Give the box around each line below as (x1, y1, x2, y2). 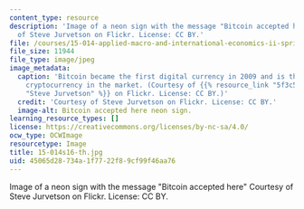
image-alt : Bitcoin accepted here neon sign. (17, 106, 193, 115)
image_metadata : (9, 64, 71, 73)
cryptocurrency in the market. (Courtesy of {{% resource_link (25, 81, 270, 90)
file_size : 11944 (9, 47, 75, 56)
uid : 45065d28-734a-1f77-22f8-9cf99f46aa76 (9, 156, 176, 166)
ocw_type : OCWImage (9, 131, 83, 140)
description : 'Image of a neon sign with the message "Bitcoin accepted (9, 22, 290, 31)
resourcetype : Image (9, 139, 88, 148)
